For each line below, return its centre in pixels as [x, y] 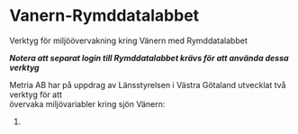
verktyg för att [36, 94]
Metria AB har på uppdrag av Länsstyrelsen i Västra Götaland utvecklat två [148, 85]
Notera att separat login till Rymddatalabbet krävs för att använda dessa [149, 58]
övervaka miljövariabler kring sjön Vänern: [87, 103]
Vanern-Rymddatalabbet [104, 16]
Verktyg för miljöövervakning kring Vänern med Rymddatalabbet [128, 40]
